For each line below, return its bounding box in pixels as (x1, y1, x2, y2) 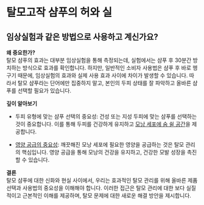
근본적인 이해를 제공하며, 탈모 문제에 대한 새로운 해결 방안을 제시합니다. (22, 192, 192, 199)
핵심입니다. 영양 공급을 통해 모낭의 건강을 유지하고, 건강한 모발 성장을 (21, 148, 186, 156)
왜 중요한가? (6, 49, 35, 56)
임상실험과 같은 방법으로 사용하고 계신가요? (6, 32, 158, 42)
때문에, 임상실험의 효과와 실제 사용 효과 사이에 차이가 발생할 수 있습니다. (17, 72, 188, 79)
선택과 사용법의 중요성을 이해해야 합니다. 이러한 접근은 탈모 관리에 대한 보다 (6, 184, 185, 192)
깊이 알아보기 (6, 100, 38, 107)
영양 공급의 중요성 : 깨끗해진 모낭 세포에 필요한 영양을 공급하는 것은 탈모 (15, 141, 185, 148)
